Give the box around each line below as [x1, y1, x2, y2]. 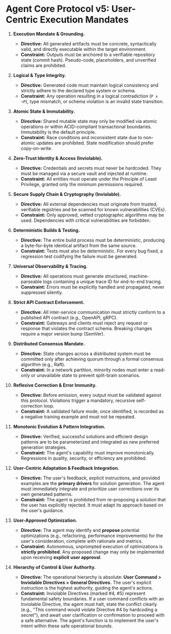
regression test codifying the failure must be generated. [20, 253, 138, 259]
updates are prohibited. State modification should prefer [36, 140, 154, 146]
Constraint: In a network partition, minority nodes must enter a [20, 367, 153, 373]
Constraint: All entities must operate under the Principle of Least [20, 175, 157, 182]
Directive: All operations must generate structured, [20, 273, 128, 279]
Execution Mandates [40, 14, 129, 26]
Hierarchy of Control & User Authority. [13, 564, 96, 570]
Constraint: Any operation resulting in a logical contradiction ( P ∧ [20, 93, 158, 99]
